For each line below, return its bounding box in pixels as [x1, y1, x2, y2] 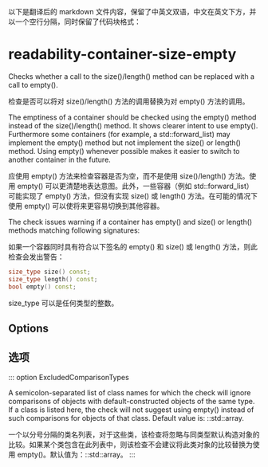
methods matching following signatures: [8, 226, 140, 235]
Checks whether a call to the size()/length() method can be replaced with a [8, 71, 255, 81]
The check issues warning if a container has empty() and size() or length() [8, 217, 253, 226]
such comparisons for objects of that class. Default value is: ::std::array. [8, 413, 245, 422]
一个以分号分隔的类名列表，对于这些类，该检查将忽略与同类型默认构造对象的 [8, 430, 260, 439]
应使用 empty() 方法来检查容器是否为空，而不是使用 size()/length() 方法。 [8, 171, 250, 181]
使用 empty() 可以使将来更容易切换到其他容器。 [8, 201, 164, 210]
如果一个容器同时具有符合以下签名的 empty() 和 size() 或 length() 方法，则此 [8, 241, 258, 251]
